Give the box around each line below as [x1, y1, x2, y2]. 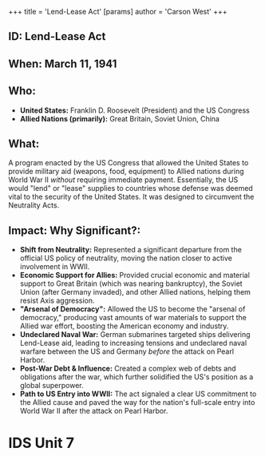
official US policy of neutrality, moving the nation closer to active [19, 253, 233, 263]
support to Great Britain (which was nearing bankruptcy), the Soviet [19, 279, 243, 288]
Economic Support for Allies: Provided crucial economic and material [19, 271, 250, 280]
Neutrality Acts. [8, 200, 60, 210]
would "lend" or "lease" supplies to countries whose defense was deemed [8, 184, 253, 193]
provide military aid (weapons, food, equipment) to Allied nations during [8, 167, 245, 176]
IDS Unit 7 [8, 434, 74, 452]
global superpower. [19, 381, 84, 391]
